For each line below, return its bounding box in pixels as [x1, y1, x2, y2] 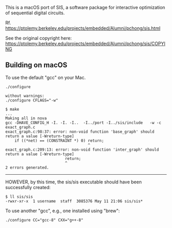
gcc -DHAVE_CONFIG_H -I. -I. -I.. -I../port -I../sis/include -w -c [5, 120, 161, 125]
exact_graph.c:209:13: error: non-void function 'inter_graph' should [5, 147, 159, 152]
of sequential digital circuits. [5, 10, 65, 16]
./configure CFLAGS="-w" [5, 97, 58, 103]
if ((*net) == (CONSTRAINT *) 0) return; [14, 138, 104, 143]
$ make [5, 107, 19, 112]
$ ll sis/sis [5, 194, 33, 199]
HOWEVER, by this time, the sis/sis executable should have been [5, 179, 142, 185]
